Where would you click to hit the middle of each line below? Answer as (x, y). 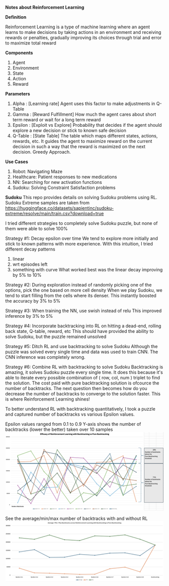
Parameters (18, 94)
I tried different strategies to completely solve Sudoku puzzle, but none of (81, 223)
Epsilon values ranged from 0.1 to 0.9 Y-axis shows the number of (73, 424)
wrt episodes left (30, 264)
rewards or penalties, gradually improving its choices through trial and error (83, 38)
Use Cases (17, 162)
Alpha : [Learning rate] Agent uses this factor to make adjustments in (84, 104)
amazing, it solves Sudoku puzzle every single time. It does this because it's (84, 372)
